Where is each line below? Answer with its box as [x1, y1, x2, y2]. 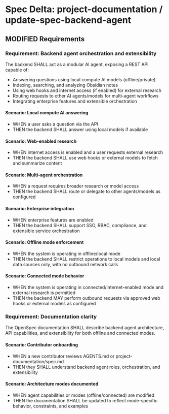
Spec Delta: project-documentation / [5, 4, 163, 15]
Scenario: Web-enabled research [5, 138, 77, 144]
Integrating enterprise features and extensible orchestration [12, 98, 138, 104]
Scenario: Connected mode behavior [5, 273, 85, 279]
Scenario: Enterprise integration [5, 206, 74, 212]
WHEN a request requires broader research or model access [12, 183, 139, 189]
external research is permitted [12, 290, 76, 296]
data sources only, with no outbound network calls [12, 261, 118, 267]
